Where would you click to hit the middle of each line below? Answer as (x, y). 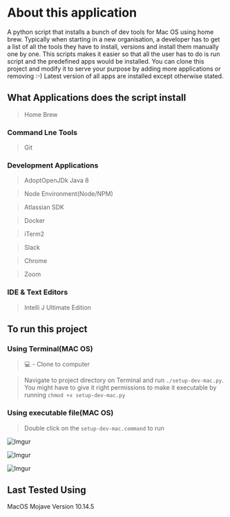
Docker (35, 221)
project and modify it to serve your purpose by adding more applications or (114, 69)
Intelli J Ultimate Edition (58, 307)
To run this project (47, 329)
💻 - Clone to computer (57, 364)
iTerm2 (34, 234)
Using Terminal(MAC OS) (50, 349)
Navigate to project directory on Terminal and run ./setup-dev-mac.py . (124, 380)
